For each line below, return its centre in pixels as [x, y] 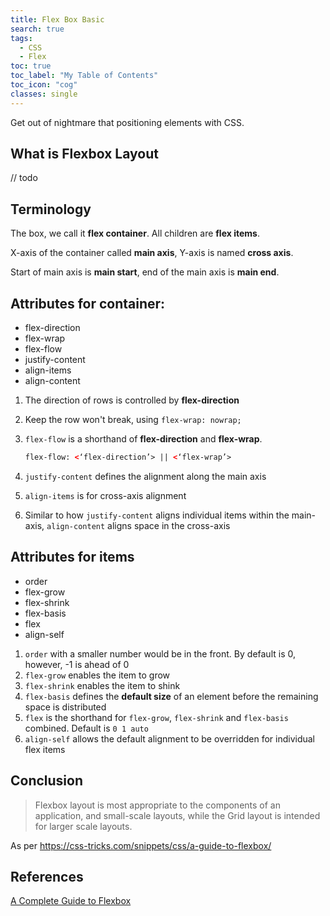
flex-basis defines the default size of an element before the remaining [171, 696]
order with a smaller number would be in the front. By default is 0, [160, 653]
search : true [37, 29]
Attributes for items [72, 557]
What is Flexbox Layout [84, 154]
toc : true [31, 66]
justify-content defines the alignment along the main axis [145, 476]
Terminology [51, 209]
